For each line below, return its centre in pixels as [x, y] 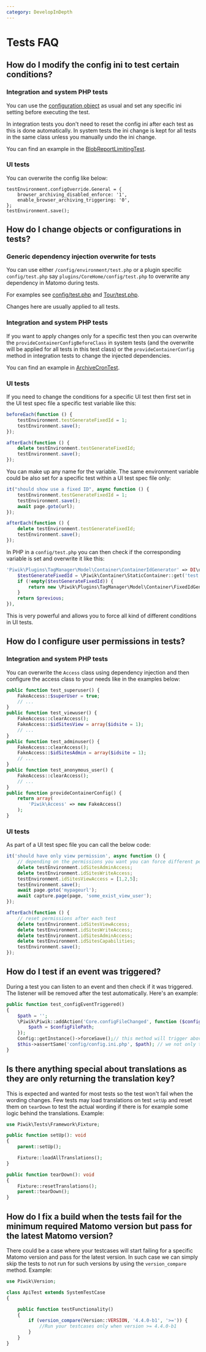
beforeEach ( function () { [39, 415]
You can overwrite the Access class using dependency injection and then [98, 672]
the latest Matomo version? [60, 1236]
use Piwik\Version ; [31, 1281]
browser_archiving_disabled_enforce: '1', [72, 195]
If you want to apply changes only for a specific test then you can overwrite [102, 336]
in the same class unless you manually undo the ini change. [81, 137]
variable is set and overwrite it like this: [55, 558]
